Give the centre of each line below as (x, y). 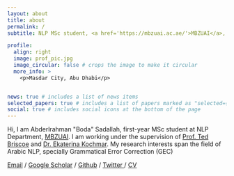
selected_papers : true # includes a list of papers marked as (99, 103)
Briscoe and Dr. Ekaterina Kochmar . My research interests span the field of (114, 144)
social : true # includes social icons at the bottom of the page (104, 110)
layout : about (28, 14)
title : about (26, 20)
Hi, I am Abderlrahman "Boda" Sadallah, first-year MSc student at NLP (108, 129)
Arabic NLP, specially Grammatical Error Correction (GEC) (90, 152)
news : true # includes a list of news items (73, 97)
